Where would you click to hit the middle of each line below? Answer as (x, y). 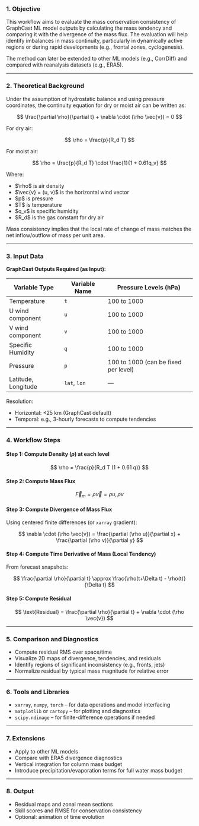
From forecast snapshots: (37, 567)
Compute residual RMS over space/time (63, 652)
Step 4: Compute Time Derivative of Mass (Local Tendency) (81, 554)
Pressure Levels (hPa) (149, 287)
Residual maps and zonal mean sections (64, 804)
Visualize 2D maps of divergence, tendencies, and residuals (88, 658)
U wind (19, 311)
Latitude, (21, 379)
